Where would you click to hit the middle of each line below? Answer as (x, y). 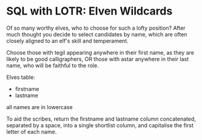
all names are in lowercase (39, 107)
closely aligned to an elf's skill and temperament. (67, 41)
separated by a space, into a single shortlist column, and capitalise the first (100, 125)
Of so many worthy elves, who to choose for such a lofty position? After (96, 28)
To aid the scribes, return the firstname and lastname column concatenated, (101, 119)
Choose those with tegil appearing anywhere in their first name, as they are (100, 52)
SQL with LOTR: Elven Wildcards (89, 11)
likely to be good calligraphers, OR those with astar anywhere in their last (98, 59)
